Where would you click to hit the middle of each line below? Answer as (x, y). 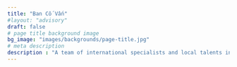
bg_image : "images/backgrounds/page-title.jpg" (79, 40)
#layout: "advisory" (38, 20)
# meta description (36, 46)
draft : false (26, 27)
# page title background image (53, 33)
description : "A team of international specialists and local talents (115, 53)
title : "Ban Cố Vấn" (38, 14)
